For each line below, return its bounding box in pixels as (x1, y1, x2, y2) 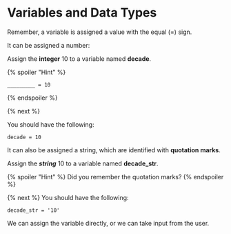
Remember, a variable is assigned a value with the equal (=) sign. (7, 28, 192, 36)
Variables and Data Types (7, 5, 157, 21)
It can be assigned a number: (7, 41, 90, 49)
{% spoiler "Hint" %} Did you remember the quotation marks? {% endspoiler (7, 172, 224, 181)
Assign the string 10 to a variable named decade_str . (7, 159, 159, 168)
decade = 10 (7, 134, 41, 141)
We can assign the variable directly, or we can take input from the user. (7, 219, 210, 227)
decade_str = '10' (7, 206, 60, 214)
